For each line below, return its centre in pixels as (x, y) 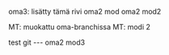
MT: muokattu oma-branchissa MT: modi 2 (80, 27)
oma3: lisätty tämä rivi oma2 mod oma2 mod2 (85, 12)
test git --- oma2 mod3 (47, 42)
